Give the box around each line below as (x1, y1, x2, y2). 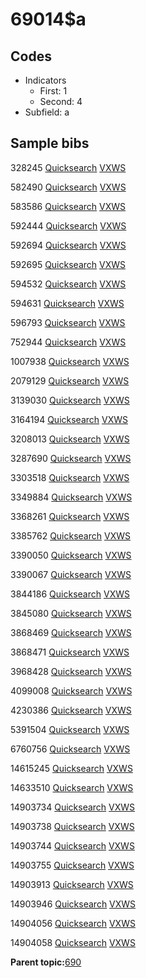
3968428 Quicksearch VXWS (10, 665, 132, 677)
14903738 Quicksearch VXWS (10, 820, 135, 832)
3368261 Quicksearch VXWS (10, 510, 130, 522)
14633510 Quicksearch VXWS (10, 781, 134, 793)
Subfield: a (24, 106, 70, 118)
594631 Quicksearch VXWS (10, 297, 125, 309)
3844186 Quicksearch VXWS (10, 588, 130, 600)
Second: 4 (39, 96, 83, 107)
